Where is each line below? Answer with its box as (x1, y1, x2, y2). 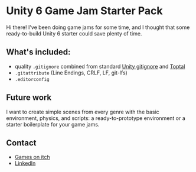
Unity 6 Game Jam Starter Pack (6, 4, 164, 18)
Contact (6, 138, 37, 148)
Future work (6, 93, 52, 103)
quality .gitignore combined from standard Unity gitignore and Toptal (14, 63, 185, 70)
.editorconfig (14, 76, 50, 82)
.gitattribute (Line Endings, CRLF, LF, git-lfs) (14, 69, 128, 76)
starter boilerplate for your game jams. (6, 121, 100, 128)
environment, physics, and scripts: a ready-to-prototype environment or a (6, 114, 186, 122)
